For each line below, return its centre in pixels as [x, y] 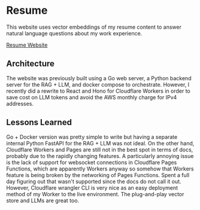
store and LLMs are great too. [43, 200]
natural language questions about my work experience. [74, 33]
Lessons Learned [39, 122]
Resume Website [27, 45]
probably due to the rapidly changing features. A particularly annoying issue [100, 156]
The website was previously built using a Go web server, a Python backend [99, 78]
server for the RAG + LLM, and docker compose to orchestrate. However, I [98, 84]
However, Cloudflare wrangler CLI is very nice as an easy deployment [92, 188]
